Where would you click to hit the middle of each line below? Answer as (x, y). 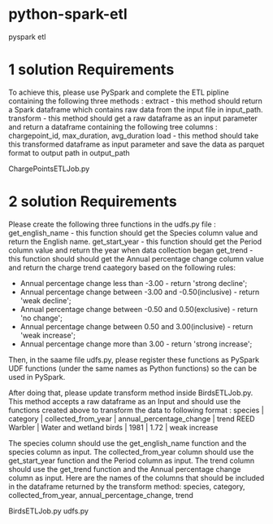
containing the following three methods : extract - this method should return (135, 101)
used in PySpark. (37, 376)
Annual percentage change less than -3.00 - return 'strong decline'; (134, 283)
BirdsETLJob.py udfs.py (49, 511)
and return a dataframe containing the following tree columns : (113, 126)
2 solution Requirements (93, 202)
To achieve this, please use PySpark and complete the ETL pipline (119, 92)
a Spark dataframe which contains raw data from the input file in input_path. (136, 109)
